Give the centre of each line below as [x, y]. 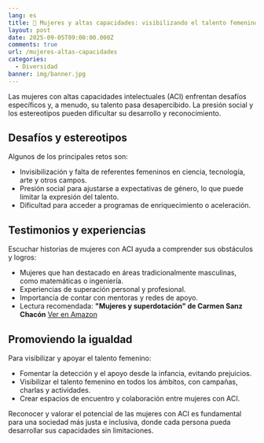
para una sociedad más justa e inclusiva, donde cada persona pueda [119, 423]
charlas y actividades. [55, 390]
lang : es [22, 15]
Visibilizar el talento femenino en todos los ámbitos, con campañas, [128, 382]
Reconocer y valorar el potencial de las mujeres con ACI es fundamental [125, 414]
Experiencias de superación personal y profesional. [103, 290]
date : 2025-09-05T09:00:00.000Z [61, 37]
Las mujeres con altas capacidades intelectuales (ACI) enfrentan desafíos [127, 96]
